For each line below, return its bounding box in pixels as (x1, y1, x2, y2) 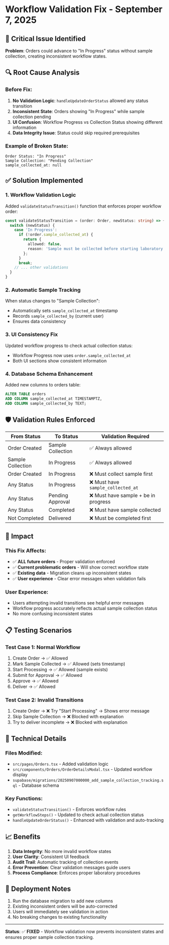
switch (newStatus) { (10, 223, 55, 228)
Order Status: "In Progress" (5, 154, 66, 159)
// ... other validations (14, 265, 69, 270)
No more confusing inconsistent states (12, 611, 93, 617)
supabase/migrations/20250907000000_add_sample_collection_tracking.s (12, 778, 164, 783)
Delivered (48, 515, 71, 522)
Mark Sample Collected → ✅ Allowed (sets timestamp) (12, 661, 126, 667)
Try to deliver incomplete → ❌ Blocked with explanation (12, 719, 128, 725)
